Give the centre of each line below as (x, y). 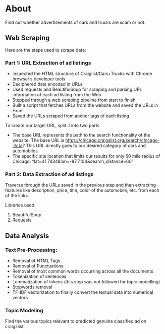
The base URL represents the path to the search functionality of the (81, 135)
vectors (20, 298)
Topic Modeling (24, 310)
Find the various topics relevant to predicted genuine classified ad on (76, 321)
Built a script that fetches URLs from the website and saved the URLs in (85, 105)
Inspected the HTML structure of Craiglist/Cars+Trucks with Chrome (82, 74)
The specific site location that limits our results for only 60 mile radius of (86, 156)
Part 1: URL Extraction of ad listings (48, 63)
